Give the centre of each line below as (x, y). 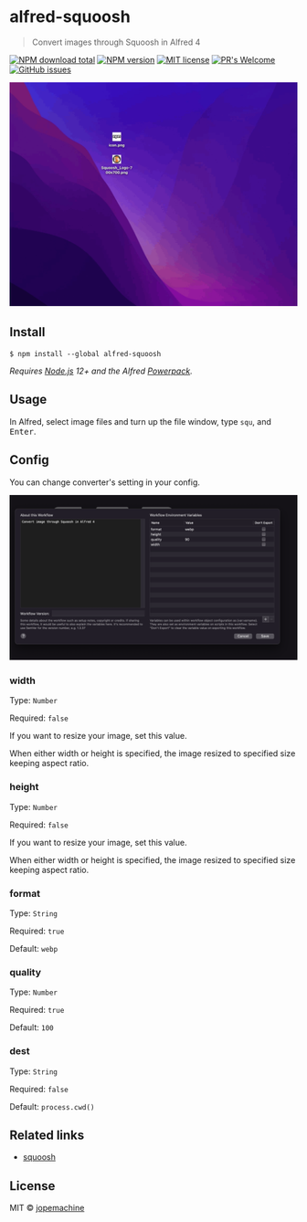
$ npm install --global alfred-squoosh (85, 354)
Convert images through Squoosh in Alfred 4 (116, 42)
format (25, 893)
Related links (47, 1135)
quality (26, 972)
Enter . (23, 431)
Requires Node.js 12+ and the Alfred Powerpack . (101, 371)
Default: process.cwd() (52, 1106)
